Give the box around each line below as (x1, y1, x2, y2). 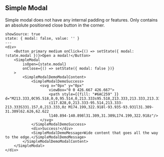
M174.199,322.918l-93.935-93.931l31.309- (68, 105, 154, 109)
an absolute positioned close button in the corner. (5, 22, 105, 28)
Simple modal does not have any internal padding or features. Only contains (5, 17, 158, 23)
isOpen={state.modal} (22, 61, 67, 67)
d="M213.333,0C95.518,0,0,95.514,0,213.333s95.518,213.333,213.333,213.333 (5, 96, 163, 101)
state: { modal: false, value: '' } (5, 36, 80, 41)
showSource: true (5, 31, 41, 36)
